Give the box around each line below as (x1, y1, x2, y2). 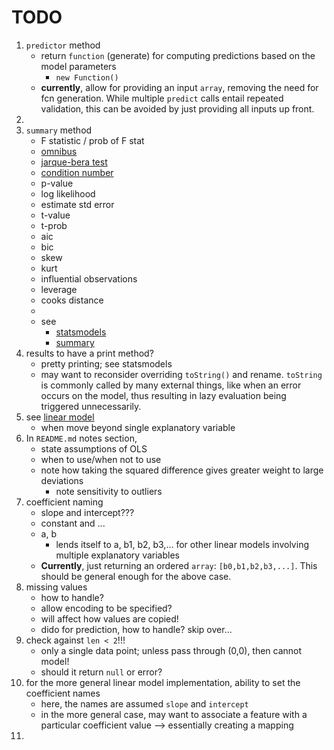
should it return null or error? (40, 666, 163, 678)
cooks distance (40, 294, 104, 306)
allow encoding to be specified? (40, 602, 173, 614)
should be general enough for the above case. (40, 570, 232, 582)
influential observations (40, 272, 138, 285)
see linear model (25, 411, 95, 423)
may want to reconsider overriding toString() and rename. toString (40, 368, 323, 380)
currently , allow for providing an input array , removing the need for (40, 81, 319, 93)
